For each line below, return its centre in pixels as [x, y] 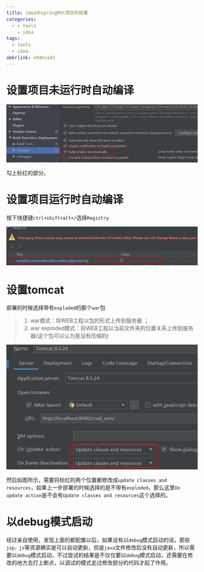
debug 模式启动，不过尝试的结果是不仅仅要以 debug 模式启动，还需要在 [103, 555]
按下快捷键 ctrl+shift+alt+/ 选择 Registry [58, 217]
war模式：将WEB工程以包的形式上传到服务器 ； [90, 321]
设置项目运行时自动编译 [65, 199]
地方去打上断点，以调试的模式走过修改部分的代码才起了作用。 [94, 563]
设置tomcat [35, 290]
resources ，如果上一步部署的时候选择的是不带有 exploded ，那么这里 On [93, 488]
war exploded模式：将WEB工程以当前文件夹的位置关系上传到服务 [112, 329]
